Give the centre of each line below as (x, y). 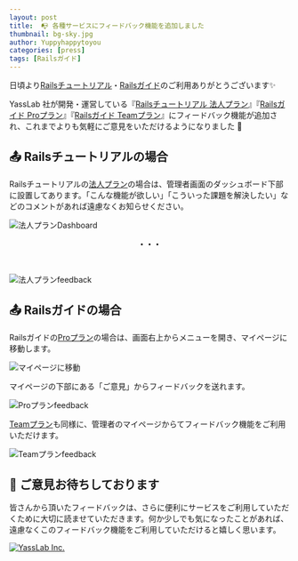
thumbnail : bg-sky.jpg (51, 34)
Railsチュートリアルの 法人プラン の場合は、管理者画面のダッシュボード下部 (146, 184)
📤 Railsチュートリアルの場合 (89, 157)
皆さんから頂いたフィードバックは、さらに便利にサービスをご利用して (138, 508)
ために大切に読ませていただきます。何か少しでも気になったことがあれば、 (153, 519)
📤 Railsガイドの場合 (65, 311)
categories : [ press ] (48, 51)
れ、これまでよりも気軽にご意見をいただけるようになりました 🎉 (126, 126)
